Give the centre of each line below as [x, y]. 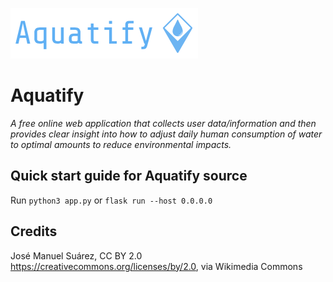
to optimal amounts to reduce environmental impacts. [121, 144]
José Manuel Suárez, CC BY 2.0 [76, 255]
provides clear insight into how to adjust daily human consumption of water [166, 134]
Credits [34, 231]
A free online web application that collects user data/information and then [163, 123]
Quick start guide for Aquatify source [129, 176]
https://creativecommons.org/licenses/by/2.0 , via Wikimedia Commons [156, 266]
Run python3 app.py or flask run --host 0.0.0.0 [111, 200]
